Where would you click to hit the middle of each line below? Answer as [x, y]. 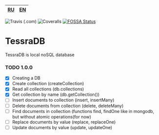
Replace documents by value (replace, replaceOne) [64, 122]
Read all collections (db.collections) [48, 89]
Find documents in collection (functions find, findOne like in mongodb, [83, 111]
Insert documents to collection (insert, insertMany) [63, 100]
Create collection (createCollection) [48, 84]
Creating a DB [26, 78]
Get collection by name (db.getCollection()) [56, 94]
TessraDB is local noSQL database [40, 55]
